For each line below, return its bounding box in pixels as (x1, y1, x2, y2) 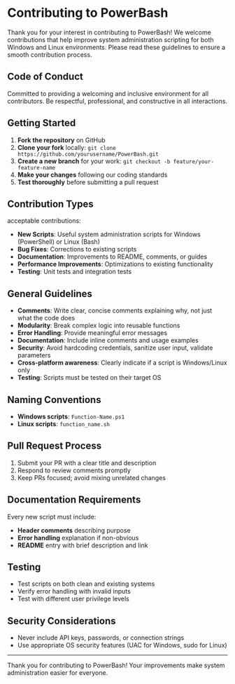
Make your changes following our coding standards (17, 170, 168, 179)
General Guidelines (7, 287, 92, 299)
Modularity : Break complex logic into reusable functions (17, 321, 180, 330)
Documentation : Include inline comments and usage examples (17, 336, 199, 345)
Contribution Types (7, 198, 94, 210)
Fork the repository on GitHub (17, 135, 106, 144)
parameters (17, 351, 51, 360)
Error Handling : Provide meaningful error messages (17, 329, 168, 337)
